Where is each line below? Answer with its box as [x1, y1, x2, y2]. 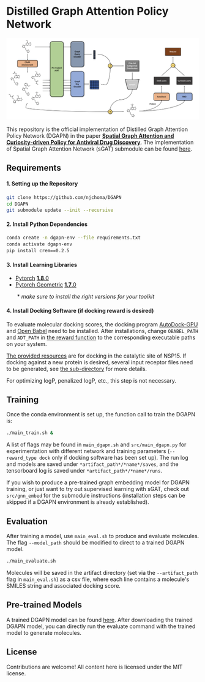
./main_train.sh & [6, 430, 53, 436]
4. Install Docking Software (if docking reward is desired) [6, 307, 154, 314]
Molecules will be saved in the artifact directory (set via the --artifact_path [6, 569, 198, 576]
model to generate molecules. [6, 629, 81, 636]
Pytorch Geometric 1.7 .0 [15, 281, 76, 288]
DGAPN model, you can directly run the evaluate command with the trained [6, 623, 196, 630]
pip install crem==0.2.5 [6, 248, 70, 254]
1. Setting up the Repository [6, 180, 78, 187]
